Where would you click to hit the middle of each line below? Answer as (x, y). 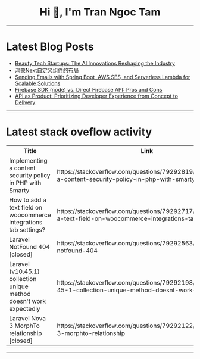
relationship (26, 333)
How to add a (28, 200)
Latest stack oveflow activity (79, 132)
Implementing (28, 160)
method (20, 294)
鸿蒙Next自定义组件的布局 (47, 70)
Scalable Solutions (37, 83)
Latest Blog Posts (50, 47)
